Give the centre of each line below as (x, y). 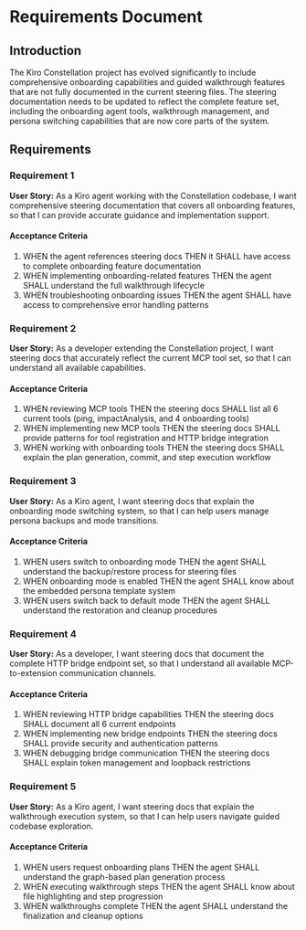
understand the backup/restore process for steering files (130, 571)
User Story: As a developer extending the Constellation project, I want (142, 348)
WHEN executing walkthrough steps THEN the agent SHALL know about (158, 886)
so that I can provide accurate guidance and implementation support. (139, 215)
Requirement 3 (43, 481)
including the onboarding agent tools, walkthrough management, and (139, 111)
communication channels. (108, 673)
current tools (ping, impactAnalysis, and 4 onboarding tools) (136, 418)
